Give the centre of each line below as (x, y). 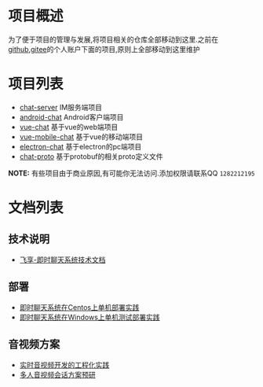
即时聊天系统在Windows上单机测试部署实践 (89, 317)
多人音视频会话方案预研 (57, 374)
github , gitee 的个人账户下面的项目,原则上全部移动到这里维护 (104, 49)
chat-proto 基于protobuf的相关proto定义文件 (91, 156)
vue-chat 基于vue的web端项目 (69, 127)
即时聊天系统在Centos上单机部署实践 (79, 307)
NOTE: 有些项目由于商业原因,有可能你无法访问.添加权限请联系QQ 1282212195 (131, 173)
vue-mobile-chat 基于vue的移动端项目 (81, 136)
